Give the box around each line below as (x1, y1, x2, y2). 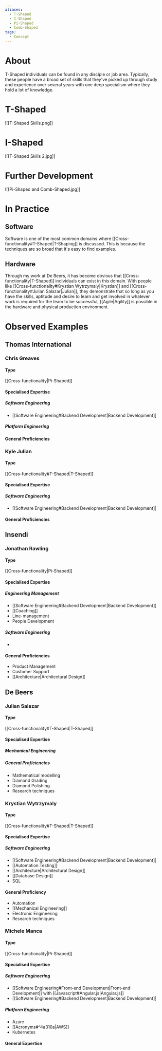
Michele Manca (5, 928, 42, 935)
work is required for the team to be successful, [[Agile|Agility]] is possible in (5, 299, 158, 305)
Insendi (5, 531, 28, 539)
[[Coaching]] (12, 608, 38, 614)
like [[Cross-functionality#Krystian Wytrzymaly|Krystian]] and (5, 283, 129, 289)
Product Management (12, 664, 56, 669)
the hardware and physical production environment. (5, 304, 109, 310)
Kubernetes (12, 1029, 36, 1035)
